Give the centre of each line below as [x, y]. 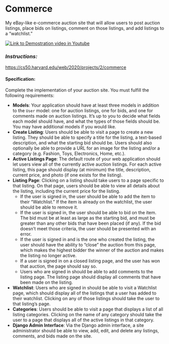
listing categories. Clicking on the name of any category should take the [87, 315]
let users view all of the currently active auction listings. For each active [87, 164]
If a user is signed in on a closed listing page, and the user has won [90, 261]
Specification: [20, 79]
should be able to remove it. [49, 207]
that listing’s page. [32, 304]
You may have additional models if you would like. [64, 127]
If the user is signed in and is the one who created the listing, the [87, 239]
